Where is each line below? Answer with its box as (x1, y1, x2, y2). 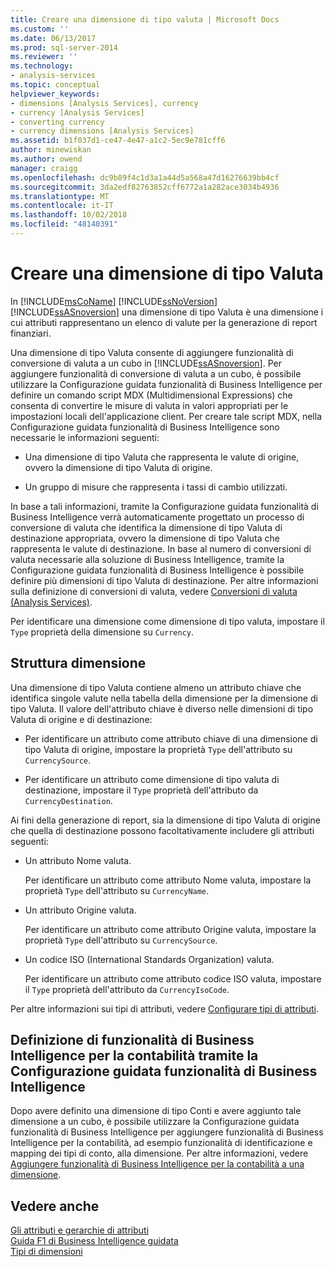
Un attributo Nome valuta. (24, 854, 132, 866)
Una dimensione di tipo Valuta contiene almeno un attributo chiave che (10, 681, 302, 693)
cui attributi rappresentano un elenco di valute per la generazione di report (10, 316, 318, 328)
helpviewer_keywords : (10, 89, 101, 99)
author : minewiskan (10, 145, 92, 155)
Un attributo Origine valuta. (24, 904, 137, 916)
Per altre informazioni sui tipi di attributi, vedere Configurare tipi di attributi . (10, 1002, 320, 1015)
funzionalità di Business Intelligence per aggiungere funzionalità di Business (10, 1126, 324, 1138)
